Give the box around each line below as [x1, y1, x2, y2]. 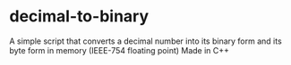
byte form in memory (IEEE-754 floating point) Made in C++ [9, 45, 230, 55]
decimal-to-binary [9, 6, 150, 27]
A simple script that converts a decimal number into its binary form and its [9, 36, 282, 46]
